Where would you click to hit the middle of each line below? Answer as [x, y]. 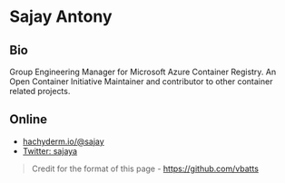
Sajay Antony [61, 17]
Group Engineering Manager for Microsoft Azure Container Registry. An [143, 72]
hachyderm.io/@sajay [63, 141]
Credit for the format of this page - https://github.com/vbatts [145, 169]
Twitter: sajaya [50, 150]
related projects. [40, 91]
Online [29, 120]
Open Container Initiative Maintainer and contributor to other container [141, 82]
